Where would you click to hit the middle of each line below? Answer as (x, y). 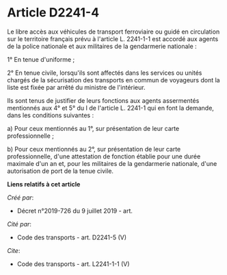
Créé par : (21, 198)
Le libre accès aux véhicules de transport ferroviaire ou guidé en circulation (113, 32)
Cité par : (19, 224)
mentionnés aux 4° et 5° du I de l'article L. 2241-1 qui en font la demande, (110, 108)
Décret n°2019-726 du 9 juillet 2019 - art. (75, 211)
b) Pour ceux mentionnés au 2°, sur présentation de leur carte (94, 149)
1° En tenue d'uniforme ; (41, 59)
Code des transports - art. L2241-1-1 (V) (73, 264)
